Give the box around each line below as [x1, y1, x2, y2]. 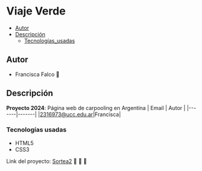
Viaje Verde [6, 4, 66, 18]
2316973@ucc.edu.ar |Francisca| [39, 111, 121, 118]
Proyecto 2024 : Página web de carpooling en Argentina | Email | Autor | [6, 104, 186, 111]
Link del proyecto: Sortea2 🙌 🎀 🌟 [6, 157, 87, 164]
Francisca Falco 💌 [15, 71, 60, 78]
